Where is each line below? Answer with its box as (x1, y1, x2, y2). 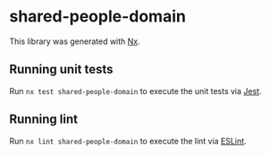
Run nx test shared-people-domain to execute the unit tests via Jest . (9, 85, 262, 96)
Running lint (9, 112, 79, 127)
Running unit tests (9, 62, 114, 77)
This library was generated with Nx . (9, 36, 140, 47)
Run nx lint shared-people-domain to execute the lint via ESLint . (9, 135, 248, 146)
